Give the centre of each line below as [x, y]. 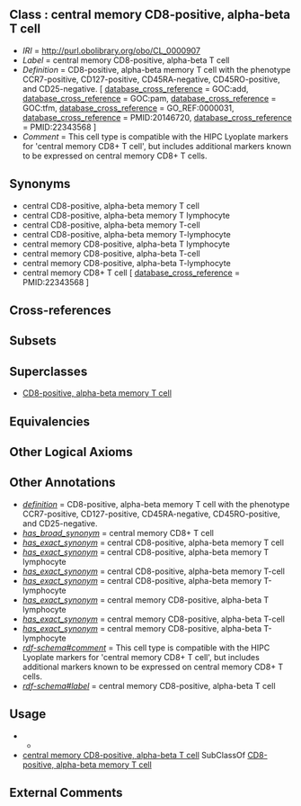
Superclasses [49, 371]
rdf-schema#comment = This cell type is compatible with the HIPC [146, 648]
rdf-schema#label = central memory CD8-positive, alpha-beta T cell [149, 685]
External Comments [66, 793]
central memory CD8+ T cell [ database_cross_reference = [131, 273]
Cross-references [61, 311]
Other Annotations [62, 483]
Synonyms [40, 184]
